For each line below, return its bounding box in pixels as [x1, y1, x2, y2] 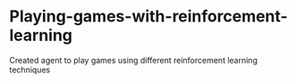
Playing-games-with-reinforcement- [9, 6, 288, 27]
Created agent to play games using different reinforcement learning [9, 55, 258, 65]
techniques [9, 64, 51, 75]
